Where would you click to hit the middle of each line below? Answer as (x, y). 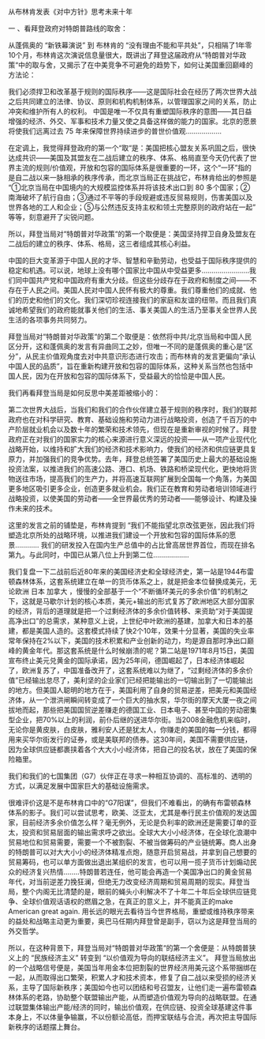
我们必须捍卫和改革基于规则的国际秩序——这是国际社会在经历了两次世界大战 (132, 92)
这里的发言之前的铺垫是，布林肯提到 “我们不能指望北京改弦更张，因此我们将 (132, 525)
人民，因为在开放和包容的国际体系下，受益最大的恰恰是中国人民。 (122, 376)
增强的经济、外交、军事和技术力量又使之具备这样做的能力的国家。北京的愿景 (132, 121)
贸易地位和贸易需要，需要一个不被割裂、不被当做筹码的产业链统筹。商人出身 (132, 842)
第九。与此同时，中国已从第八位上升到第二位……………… (99, 555)
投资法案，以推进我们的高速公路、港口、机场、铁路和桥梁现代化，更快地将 (129, 469)
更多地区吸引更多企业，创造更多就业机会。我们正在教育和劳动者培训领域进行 (132, 489)
